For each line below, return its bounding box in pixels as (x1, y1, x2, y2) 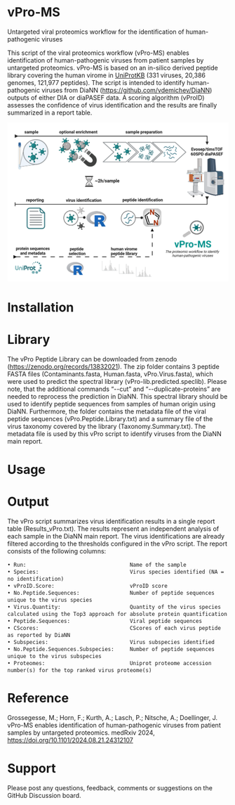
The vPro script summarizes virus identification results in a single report (7, 517, 215, 525)
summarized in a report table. (7, 108, 93, 117)
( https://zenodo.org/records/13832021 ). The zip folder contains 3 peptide (7, 362, 220, 371)
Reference (7, 690, 69, 707)
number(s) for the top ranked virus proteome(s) (7, 666, 152, 674)
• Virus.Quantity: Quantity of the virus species (7, 603, 221, 610)
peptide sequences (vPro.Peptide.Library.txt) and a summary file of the (7, 414, 213, 423)
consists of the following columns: (7, 546, 107, 555)
